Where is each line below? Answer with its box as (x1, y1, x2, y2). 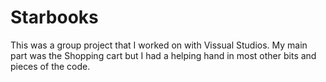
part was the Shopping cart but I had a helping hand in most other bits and (10, 49, 317, 61)
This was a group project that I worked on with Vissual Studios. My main (10, 39, 308, 51)
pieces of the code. (10, 60, 91, 72)
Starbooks (10, 6, 99, 29)
